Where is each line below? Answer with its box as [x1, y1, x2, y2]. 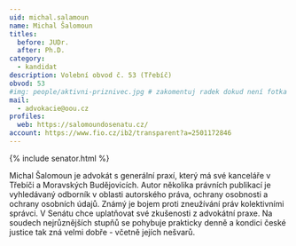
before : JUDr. [17, 37, 69, 47]
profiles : [9, 112, 46, 121]
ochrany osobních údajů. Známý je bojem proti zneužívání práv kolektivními [9, 198, 284, 209]
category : [9, 54, 46, 63]
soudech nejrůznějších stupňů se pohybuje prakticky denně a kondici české [9, 217, 286, 227]
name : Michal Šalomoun [9, 21, 93, 30]
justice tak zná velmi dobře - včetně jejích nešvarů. [9, 226, 196, 237]
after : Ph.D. [17, 46, 66, 55]
